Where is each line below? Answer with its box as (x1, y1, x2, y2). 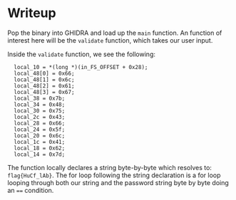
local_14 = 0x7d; (14, 151, 66, 158)
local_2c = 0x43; (14, 113, 66, 120)
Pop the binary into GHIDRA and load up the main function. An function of (7, 28, 222, 37)
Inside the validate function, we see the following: (7, 50, 155, 58)
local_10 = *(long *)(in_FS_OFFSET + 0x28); (14, 63, 148, 70)
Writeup (7, 5, 56, 21)
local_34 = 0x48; (14, 101, 66, 108)
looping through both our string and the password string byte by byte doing (7, 178, 230, 186)
